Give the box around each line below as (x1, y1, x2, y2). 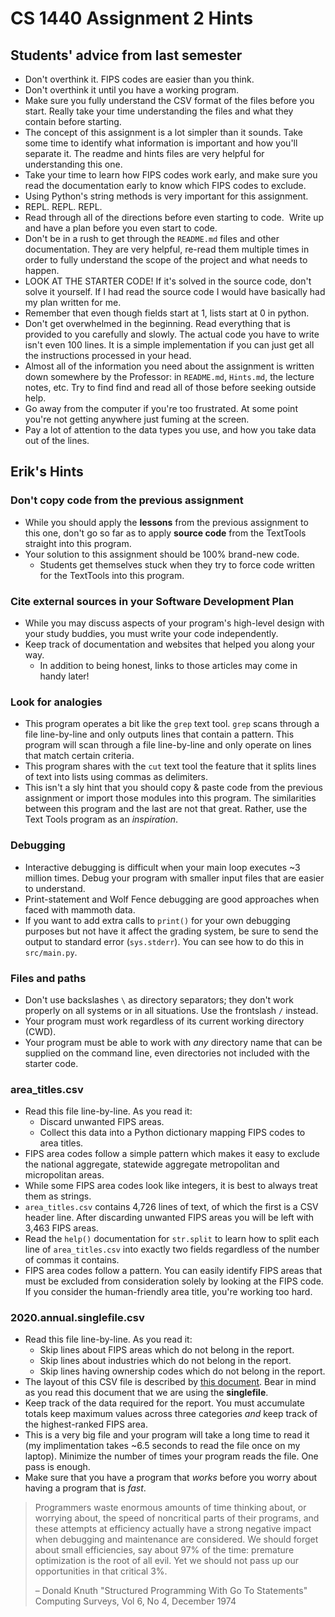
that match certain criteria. (24, 750, 135, 762)
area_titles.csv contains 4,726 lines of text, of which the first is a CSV (24, 1201, 319, 1213)
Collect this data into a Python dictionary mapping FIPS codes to (39, 1127, 306, 1139)
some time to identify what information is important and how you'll (24, 137, 298, 149)
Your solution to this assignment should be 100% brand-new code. (24, 548, 300, 560)
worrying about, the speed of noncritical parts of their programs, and (34, 1512, 320, 1524)
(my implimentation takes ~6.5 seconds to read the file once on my (24, 1440, 301, 1452)
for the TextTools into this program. (39, 569, 185, 581)
